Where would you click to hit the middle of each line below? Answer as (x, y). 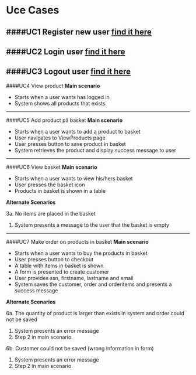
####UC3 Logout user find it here (69, 72)
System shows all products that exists (60, 103)
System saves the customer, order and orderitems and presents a (93, 284)
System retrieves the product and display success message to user (95, 150)
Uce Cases (33, 10)
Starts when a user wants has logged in (62, 97)
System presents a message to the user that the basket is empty (92, 225)
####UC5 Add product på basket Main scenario (64, 120)
